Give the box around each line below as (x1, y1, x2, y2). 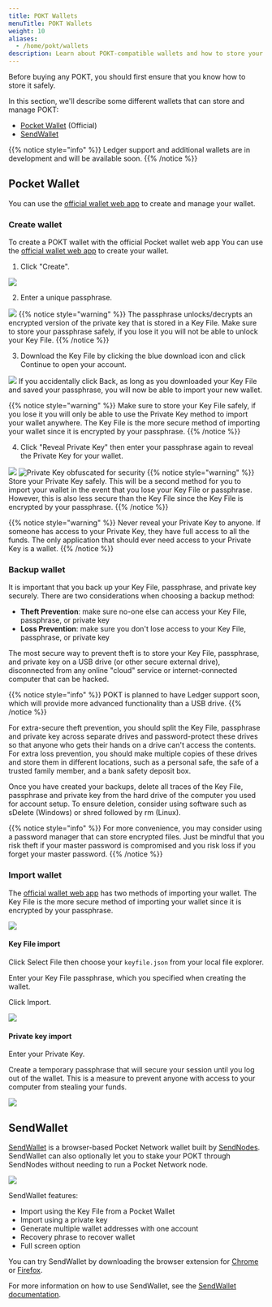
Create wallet (8, 218, 63, 230)
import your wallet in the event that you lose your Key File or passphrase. (8, 485, 253, 495)
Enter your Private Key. (8, 1049, 85, 1059)
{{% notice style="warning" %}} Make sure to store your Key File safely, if (8, 401, 256, 411)
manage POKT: (8, 105, 59, 114)
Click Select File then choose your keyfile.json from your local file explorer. (8, 957, 265, 967)
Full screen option (19, 1240, 81, 1250)
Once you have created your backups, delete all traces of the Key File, (8, 782, 244, 792)
